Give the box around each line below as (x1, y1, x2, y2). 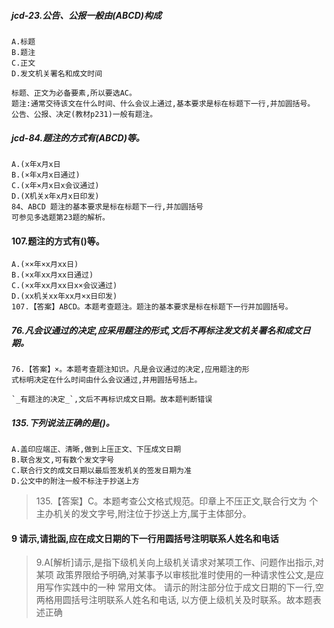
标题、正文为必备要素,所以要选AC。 (11, 88, 137, 98)
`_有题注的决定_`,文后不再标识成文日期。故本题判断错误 (11, 395, 213, 405)
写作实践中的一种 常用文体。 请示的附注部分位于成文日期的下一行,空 (44, 581, 324, 594)
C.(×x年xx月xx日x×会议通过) (11, 281, 118, 291)
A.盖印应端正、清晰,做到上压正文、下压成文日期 (11, 445, 182, 455)
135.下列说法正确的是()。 (11, 416, 115, 429)
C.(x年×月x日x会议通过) (11, 180, 100, 190)
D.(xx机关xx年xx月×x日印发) (11, 291, 118, 302)
